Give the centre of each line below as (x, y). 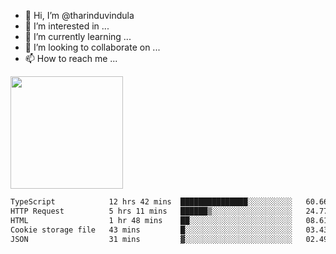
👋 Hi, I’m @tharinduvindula (79, 15)
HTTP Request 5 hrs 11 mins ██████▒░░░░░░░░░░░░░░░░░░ (151, 211)
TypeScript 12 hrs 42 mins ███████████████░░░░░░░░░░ (151, 202)
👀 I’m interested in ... (67, 26)
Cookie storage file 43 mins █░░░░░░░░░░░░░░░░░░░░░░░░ (151, 230)
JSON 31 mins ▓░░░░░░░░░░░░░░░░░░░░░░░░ (151, 239)
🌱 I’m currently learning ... (78, 36)
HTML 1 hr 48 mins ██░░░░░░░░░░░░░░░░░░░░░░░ (151, 220)
